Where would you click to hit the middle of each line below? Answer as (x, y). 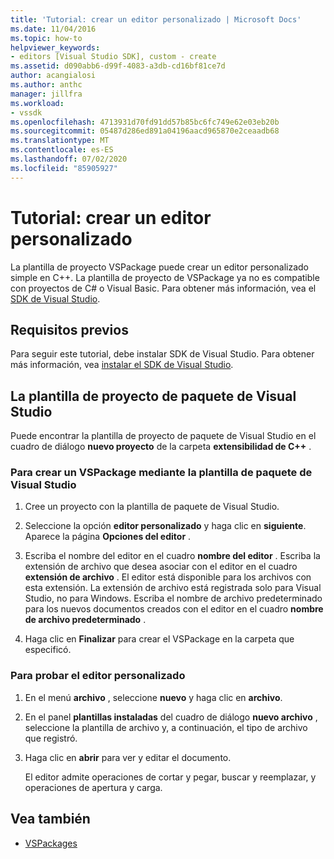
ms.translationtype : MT (60, 141)
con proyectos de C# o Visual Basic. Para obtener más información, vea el (163, 288)
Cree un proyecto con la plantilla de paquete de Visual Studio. (152, 507)
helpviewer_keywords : (55, 47)
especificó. (48, 650)
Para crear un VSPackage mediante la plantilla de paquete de (161, 473)
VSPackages (51, 843)
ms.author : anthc (46, 85)
